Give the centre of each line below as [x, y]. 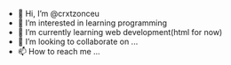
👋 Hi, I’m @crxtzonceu [59, 14]
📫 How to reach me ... [59, 51]
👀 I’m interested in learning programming [92, 23]
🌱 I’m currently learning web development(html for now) [120, 32]
